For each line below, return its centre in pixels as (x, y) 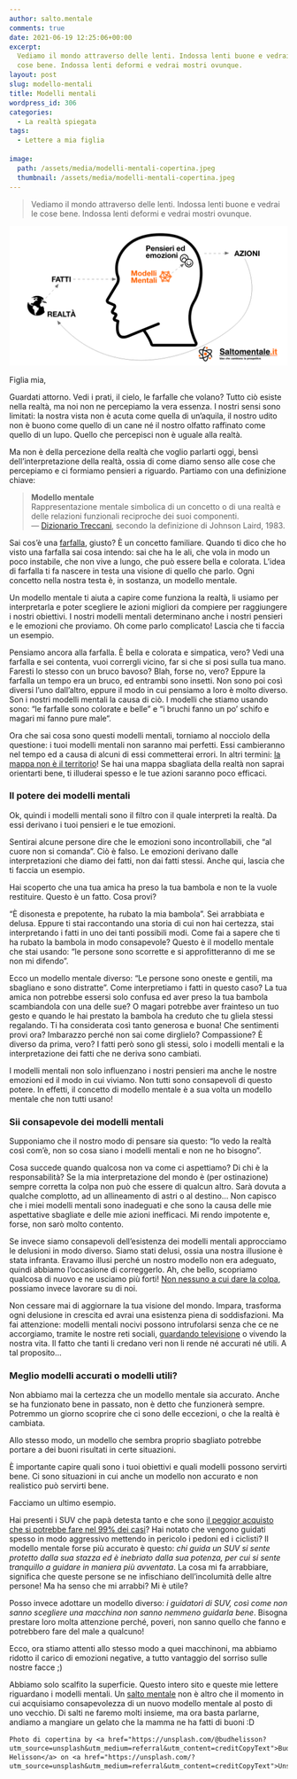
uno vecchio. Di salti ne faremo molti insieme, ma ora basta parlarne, (134, 1713)
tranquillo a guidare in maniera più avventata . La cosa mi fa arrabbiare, (139, 1567)
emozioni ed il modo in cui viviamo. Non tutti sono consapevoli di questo (141, 1080)
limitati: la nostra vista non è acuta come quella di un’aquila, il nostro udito (143, 416)
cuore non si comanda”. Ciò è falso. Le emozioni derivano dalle (124, 851)
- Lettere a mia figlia (61, 140)
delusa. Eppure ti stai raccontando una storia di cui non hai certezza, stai (141, 923)
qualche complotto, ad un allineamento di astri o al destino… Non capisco (143, 1196)
